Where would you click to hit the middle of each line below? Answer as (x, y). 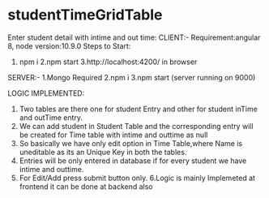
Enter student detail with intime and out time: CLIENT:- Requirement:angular (134, 37)
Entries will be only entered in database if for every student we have (133, 161)
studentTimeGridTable (85, 15)
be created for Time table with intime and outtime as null (113, 135)
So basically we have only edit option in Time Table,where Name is (131, 143)
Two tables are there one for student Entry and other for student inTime (139, 109)
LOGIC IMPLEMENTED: (46, 93)
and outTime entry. (51, 117)
